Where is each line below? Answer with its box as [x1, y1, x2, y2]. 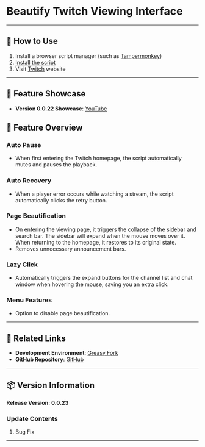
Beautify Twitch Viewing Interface [6, 4, 183, 18]
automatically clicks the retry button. [15, 196, 107, 204]
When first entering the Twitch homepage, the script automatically [15, 154, 182, 162]
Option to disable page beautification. [15, 310, 110, 317]
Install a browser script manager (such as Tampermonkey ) [15, 52, 162, 59]
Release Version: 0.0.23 [6, 399, 69, 407]
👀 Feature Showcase [6, 88, 86, 99]
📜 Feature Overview [6, 122, 83, 132]
